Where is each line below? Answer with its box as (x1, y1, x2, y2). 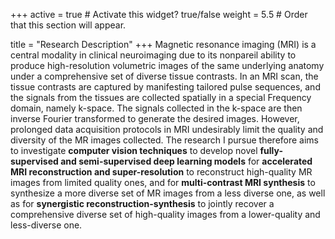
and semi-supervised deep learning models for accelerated (60, 155, 313, 167)
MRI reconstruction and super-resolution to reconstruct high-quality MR (10, 166, 313, 178)
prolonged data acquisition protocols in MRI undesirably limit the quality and (10, 124, 324, 135)
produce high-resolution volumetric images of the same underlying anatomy (10, 60, 325, 71)
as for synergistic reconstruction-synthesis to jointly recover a (10, 198, 275, 209)
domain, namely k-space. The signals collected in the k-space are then (10, 102, 303, 114)
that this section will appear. (10, 19, 127, 31)
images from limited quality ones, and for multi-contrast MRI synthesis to (10, 177, 316, 188)
